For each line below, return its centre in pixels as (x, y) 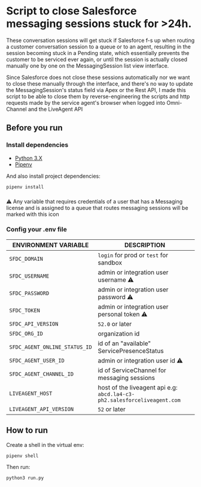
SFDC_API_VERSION (34, 324)
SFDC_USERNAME (29, 276)
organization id (119, 333)
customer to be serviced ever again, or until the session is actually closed (97, 59)
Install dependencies (37, 145)
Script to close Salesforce (71, 11)
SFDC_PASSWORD (29, 293)
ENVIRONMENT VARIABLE (51, 245)
